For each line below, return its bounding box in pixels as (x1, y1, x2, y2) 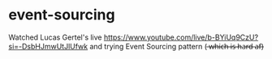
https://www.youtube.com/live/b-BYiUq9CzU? (103, 32, 258, 42)
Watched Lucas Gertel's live (8, 32, 103, 42)
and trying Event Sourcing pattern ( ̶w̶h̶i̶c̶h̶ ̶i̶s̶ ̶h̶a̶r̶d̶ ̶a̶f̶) (89, 41, 265, 51)
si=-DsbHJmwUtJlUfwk (8, 41, 88, 51)
